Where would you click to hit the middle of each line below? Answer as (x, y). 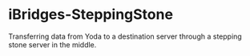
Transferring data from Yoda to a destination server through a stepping (125, 36)
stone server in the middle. (52, 44)
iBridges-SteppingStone (91, 15)
